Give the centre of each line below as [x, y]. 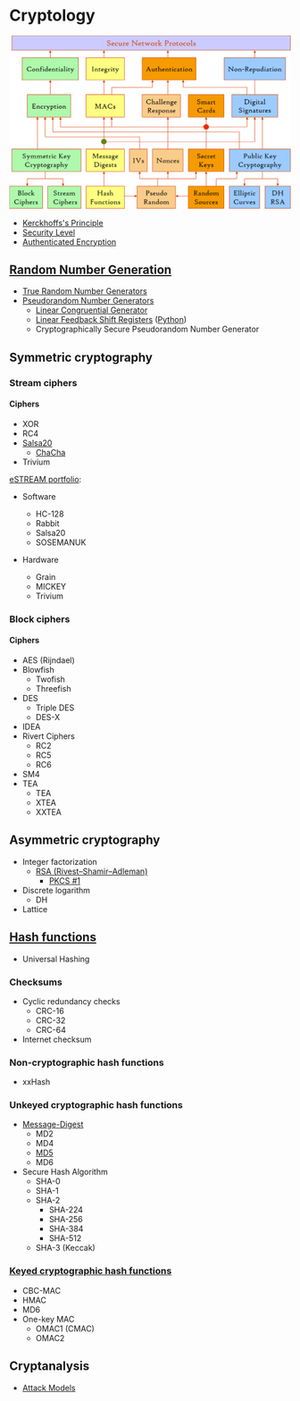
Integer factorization [60, 861]
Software [39, 496]
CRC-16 [50, 1011]
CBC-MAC [41, 1290]
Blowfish [38, 669]
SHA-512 [65, 1238]
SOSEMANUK [61, 542]
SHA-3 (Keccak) [65, 1248]
